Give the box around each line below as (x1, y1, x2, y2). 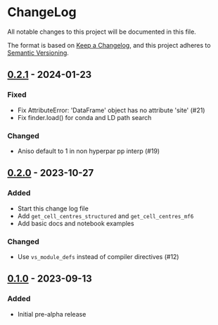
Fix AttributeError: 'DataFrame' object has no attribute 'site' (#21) (17, 106, 205, 114)
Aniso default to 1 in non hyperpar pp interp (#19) (17, 147, 160, 155)
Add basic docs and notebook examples (17, 219, 135, 227)
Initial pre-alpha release (17, 310, 86, 318)
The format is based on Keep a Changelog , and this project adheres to (7, 41, 211, 49)
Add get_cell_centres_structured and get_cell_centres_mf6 (17, 211, 194, 220)
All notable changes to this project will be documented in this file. (7, 27, 197, 36)
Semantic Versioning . (7, 48, 69, 57)
